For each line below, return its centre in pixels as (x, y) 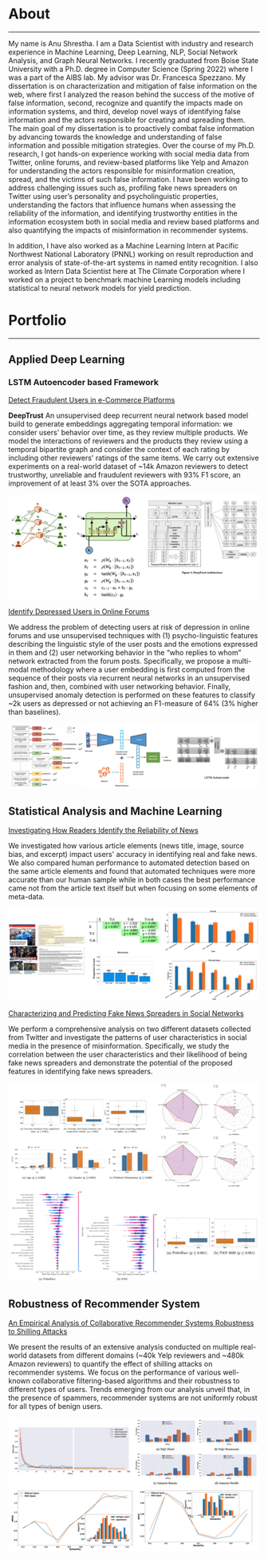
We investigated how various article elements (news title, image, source (126, 845)
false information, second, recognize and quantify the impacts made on (126, 103)
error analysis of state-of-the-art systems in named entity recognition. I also (133, 262)
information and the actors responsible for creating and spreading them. (127, 120)
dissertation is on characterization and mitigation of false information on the (133, 85)
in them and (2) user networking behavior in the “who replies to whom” (125, 653)
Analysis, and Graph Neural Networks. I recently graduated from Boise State (134, 60)
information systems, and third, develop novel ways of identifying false (124, 111)
